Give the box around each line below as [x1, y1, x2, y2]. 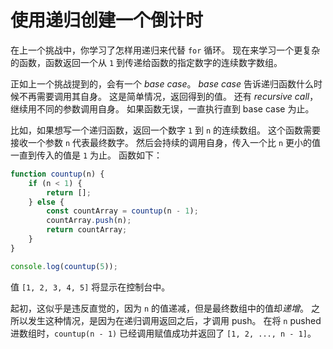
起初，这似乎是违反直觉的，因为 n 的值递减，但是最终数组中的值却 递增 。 [10, 302, 310, 314]
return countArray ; [46, 225, 128, 235]
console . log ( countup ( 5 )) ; [10, 261, 118, 271]
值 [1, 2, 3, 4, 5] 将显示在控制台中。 [10, 281, 171, 293]
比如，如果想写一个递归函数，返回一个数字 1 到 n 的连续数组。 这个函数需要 [10, 124, 322, 136]
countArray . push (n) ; [46, 216, 132, 226]
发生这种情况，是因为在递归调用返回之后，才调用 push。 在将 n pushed [27, 314, 322, 326]
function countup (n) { [10, 169, 105, 179]
